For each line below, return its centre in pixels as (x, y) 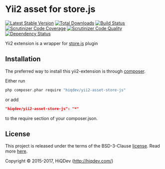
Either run (15, 80)
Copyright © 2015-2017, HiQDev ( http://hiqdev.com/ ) (59, 161)
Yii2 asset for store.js (50, 9)
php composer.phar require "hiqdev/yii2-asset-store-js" (66, 90)
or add (12, 99)
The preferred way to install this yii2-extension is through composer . (76, 71)
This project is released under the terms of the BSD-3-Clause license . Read (83, 146)
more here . (16, 151)
